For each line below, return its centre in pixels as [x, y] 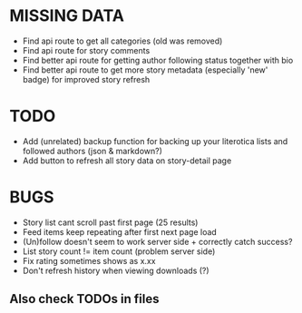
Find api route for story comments [86, 50]
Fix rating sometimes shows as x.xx [89, 260]
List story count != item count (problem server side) [119, 251]
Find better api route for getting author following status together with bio [158, 60]
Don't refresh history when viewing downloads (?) [116, 270]
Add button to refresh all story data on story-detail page [127, 161]
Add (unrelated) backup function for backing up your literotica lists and [155, 141]
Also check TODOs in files [84, 299]
